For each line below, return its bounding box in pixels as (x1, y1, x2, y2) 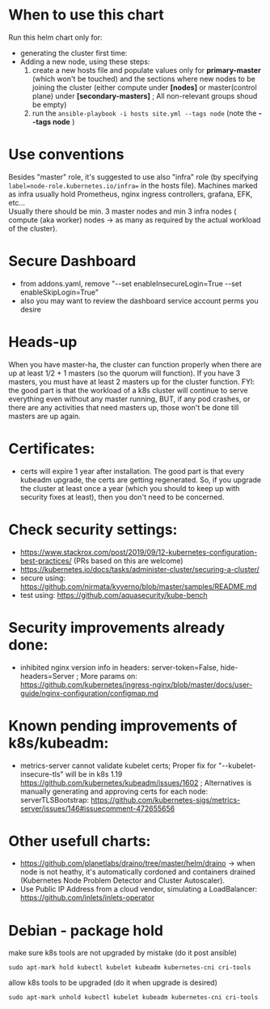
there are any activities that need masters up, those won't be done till (8, 402, 239, 412)
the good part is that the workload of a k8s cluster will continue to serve (8, 385, 248, 395)
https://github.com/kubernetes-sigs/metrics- (91, 795, 241, 804)
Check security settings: (8, 520, 178, 539)
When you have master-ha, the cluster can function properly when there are (8, 359, 262, 369)
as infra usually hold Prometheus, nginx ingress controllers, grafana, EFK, (8, 189, 253, 199)
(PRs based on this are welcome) (73, 556, 184, 566)
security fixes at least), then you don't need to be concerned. (19, 492, 225, 502)
